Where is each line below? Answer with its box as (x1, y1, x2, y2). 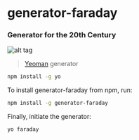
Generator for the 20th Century (7, 30, 117, 40)
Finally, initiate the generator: (7, 113, 91, 121)
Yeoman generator (24, 60, 79, 68)
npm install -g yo (7, 73, 61, 80)
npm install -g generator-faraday (7, 100, 109, 107)
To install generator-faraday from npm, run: (7, 86, 133, 94)
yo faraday (7, 126, 39, 133)
